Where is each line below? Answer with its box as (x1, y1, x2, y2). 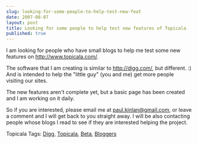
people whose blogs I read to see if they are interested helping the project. (6, 119, 188, 126)
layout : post (6, 19, 38, 25)
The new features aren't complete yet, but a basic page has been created (6, 89, 185, 96)
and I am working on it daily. (6, 95, 75, 102)
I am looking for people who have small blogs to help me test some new (6, 47, 181, 54)
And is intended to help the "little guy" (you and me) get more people (6, 71, 174, 78)
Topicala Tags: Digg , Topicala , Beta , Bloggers (6, 131, 117, 138)
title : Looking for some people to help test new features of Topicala (6, 25, 186, 31)
